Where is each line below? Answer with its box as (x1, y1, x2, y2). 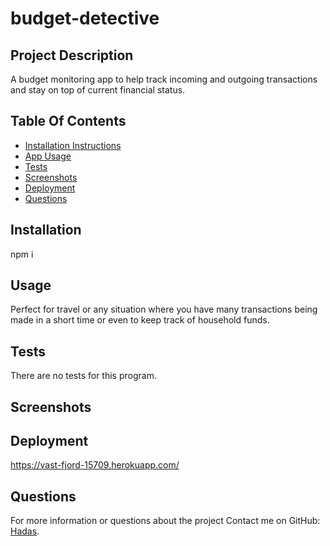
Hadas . (10, 525, 40, 537)
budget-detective (10, 7, 160, 30)
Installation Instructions (24, 139, 122, 151)
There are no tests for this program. (10, 370, 157, 382)
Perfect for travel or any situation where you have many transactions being (10, 303, 318, 316)
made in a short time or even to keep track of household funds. (10, 314, 270, 326)
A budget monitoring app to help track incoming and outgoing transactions (10, 73, 318, 85)
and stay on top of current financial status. (10, 84, 186, 96)
